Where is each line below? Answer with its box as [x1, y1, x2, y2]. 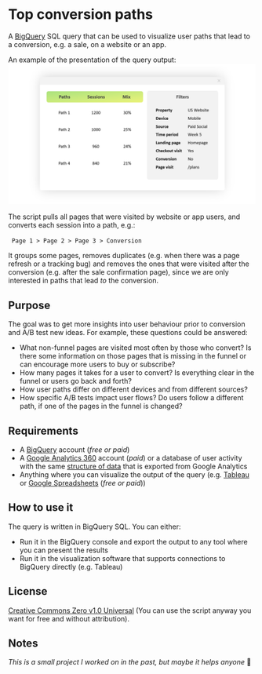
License [8, 585, 48, 598]
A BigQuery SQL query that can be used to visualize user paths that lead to [8, 31, 251, 41]
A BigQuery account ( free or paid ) [19, 445, 130, 454]
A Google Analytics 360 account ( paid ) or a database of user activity [19, 454, 242, 463]
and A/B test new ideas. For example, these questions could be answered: [8, 328, 249, 337]
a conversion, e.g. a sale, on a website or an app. [8, 39, 167, 49]
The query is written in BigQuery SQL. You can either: [8, 522, 181, 531]
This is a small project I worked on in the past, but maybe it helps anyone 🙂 [8, 658, 252, 667]
